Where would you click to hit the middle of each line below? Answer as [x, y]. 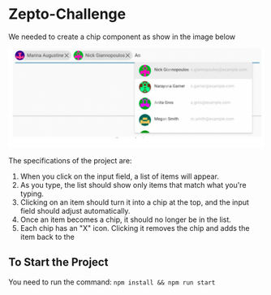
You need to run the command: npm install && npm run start [112, 282]
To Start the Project [58, 262]
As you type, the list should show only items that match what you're [133, 184]
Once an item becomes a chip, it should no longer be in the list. [125, 219]
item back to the [47, 236]
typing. [32, 193]
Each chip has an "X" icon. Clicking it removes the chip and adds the [135, 228]
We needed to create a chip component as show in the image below [122, 37]
